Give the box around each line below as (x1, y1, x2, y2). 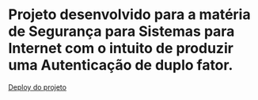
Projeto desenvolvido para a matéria (8, 6, 251, 24)
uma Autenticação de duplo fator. (8, 56, 233, 75)
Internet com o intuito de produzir (8, 40, 233, 57)
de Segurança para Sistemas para (8, 22, 235, 40)
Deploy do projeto (8, 82, 67, 92)
